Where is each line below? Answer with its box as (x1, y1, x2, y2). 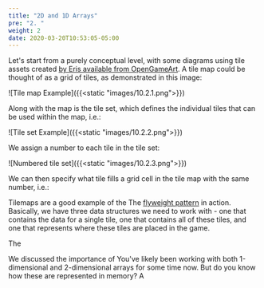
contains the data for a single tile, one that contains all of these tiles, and (8, 215, 247, 224)
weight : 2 (8, 26, 41, 34)
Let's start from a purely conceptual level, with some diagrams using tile (8, 56, 246, 65)
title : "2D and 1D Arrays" (8, 11, 98, 20)
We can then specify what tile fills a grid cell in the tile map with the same (8, 174, 250, 183)
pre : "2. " (8, 19, 45, 27)
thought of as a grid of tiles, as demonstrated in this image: (8, 73, 203, 82)
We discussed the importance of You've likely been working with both (8, 254, 238, 264)
